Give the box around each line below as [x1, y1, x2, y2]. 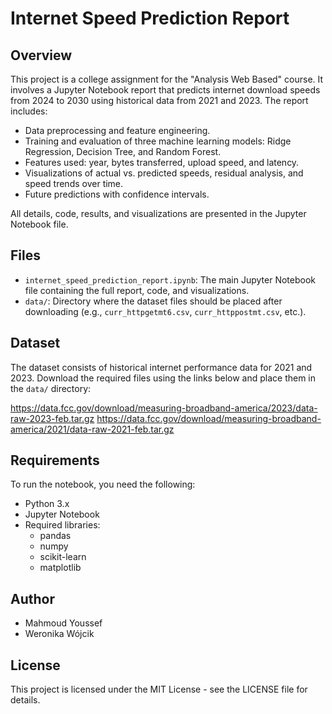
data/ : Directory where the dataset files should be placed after [24, 295, 283, 307]
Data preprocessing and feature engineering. [24, 125, 211, 136]
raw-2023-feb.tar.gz [10, 412, 95, 424]
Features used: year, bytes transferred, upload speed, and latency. [24, 157, 300, 168]
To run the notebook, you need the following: [10, 478, 196, 491]
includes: [10, 105, 48, 117]
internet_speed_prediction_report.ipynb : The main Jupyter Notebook [24, 273, 317, 286]
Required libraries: [24, 519, 101, 531]
